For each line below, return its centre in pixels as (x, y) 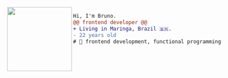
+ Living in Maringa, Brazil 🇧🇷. (123, 29)
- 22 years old (95, 35)
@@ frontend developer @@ (110, 22)
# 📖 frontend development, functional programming (147, 41)
